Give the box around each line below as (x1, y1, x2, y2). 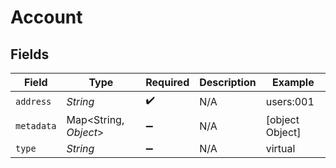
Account (10, 6, 83, 29)
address (15, 96, 52, 107)
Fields (10, 46, 50, 63)
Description (199, 76, 257, 89)
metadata (15, 121, 57, 131)
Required (145, 76, 190, 89)
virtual (265, 142, 296, 155)
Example (271, 76, 315, 89)
